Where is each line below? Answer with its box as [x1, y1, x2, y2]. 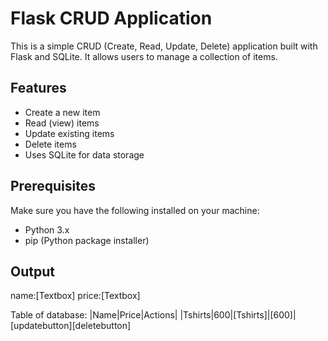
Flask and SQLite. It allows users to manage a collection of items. [10, 50, 278, 62]
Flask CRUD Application [10, 7, 213, 30]
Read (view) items [24, 117, 100, 129]
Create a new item [24, 106, 101, 118]
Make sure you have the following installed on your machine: [10, 204, 260, 216]
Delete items [24, 138, 77, 150]
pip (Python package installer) [24, 234, 150, 246]
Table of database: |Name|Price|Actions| [10, 309, 178, 321]
